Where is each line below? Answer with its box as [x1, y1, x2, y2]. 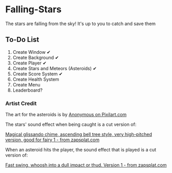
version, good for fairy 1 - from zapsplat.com [5, 137, 100, 143]
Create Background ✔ [12, 54, 59, 60]
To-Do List [5, 35, 39, 44]
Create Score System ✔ [12, 71, 63, 77]
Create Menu [12, 81, 41, 88]
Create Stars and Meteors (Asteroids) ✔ [12, 65, 97, 71]
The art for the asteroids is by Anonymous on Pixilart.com [5, 112, 127, 118]
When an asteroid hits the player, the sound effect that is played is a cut [5, 147, 157, 153]
